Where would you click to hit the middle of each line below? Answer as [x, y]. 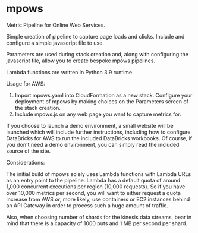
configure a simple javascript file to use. [55, 43]
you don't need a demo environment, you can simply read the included [93, 144]
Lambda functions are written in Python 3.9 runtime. [70, 72]
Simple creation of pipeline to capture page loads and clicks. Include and [95, 36]
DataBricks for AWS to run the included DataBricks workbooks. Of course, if [99, 138]
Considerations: [26, 162]
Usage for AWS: [26, 84]
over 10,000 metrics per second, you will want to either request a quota [94, 193]
